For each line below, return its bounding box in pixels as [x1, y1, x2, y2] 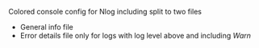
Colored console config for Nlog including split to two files [8, 7, 203, 16]
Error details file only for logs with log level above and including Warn [19, 31, 252, 40]
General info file [19, 22, 74, 31]
